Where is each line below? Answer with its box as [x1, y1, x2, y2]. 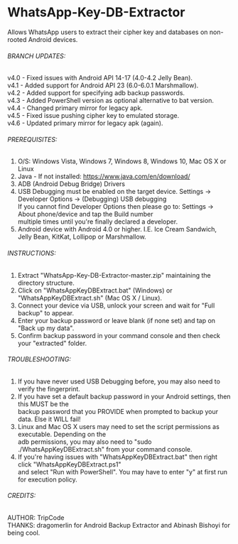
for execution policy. [17, 475, 78, 484]
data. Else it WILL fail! [17, 415, 81, 423]
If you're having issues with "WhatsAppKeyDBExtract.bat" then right [17, 452, 218, 461]
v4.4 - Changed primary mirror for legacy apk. [7, 104, 144, 112]
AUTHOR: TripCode [7, 513, 65, 522]
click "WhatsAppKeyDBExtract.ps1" [17, 459, 122, 469]
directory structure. [17, 278, 75, 287]
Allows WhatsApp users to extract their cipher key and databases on [7, 28, 208, 36]
